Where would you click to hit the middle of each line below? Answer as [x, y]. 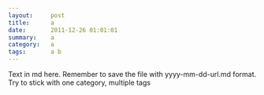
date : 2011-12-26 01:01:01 [63, 30]
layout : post [37, 15]
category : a [32, 45]
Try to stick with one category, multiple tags [80, 82]
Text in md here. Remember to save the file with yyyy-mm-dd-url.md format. [132, 74]
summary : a [32, 37]
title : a [32, 23]
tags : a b [35, 52]
